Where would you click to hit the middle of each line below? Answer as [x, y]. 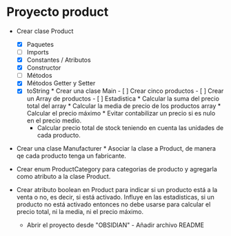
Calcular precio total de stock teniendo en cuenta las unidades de [130, 128]
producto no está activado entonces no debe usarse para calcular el [113, 204]
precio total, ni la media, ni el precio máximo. [80, 212]
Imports [38, 52]
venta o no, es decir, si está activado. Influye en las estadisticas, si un [115, 197]
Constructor [44, 68]
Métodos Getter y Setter [61, 83]
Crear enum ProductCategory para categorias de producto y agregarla [117, 169]
